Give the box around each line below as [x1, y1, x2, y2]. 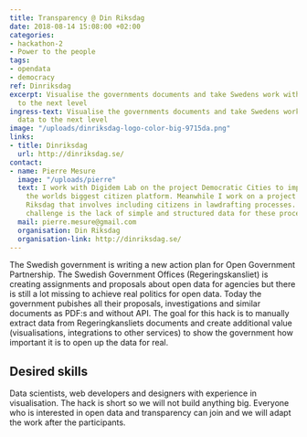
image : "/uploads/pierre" [17, 175, 117, 184]
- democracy [9, 73, 55, 82]
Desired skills [9, 363, 89, 379]
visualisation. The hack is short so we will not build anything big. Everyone [9, 398, 290, 409]
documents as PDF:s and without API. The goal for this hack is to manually [9, 308, 290, 319]
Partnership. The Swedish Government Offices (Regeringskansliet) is [9, 269, 269, 280]
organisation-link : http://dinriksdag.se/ [17, 234, 182, 243]
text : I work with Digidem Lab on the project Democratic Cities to [17, 184, 284, 193]
